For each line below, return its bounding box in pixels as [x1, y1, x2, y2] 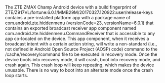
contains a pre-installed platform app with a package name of [5, 15, 131, 20]
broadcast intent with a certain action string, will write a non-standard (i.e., [5, 41, 157, 46]
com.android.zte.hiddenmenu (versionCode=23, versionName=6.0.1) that [5, 20, 154, 26]
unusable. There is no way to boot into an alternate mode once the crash [5, 67, 153, 73]
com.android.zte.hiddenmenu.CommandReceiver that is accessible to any [5, 31, 155, 36]
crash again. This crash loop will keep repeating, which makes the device [5, 62, 154, 68]
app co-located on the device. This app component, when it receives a [5, 36, 149, 41]
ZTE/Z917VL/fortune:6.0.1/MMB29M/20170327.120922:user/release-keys [5, 9, 153, 15]
